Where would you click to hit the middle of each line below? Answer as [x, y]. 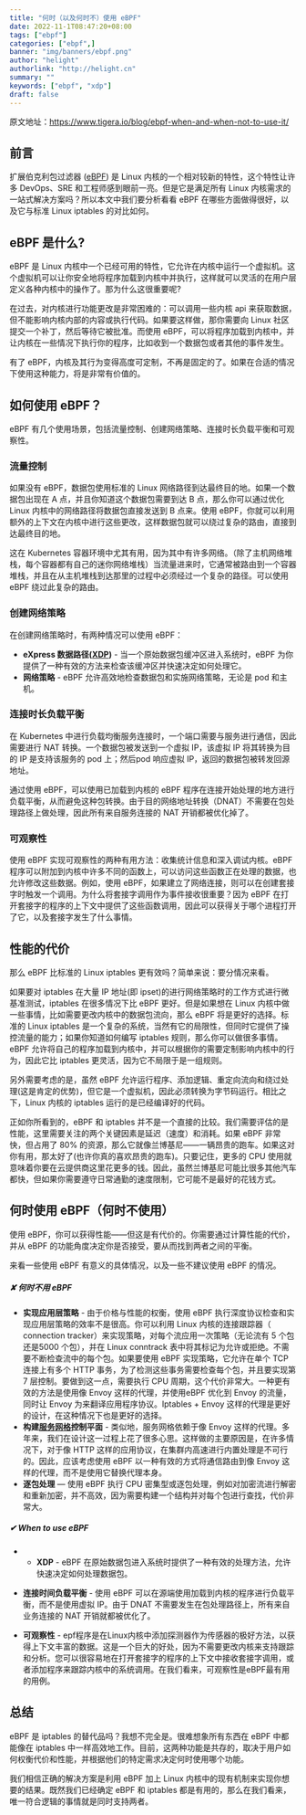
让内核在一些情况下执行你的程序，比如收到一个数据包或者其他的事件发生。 [149, 343]
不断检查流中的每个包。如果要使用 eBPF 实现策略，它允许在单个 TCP [159, 1358]
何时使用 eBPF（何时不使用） [92, 1211]
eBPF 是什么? [47, 243]
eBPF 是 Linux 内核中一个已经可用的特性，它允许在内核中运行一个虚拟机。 [148, 267]
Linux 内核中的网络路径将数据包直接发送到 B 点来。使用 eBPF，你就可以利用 [152, 511]
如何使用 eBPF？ [56, 405]
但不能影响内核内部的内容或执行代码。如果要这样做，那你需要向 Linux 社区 [149, 320]
